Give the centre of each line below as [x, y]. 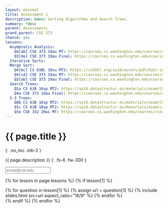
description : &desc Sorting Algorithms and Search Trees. [67, 19]
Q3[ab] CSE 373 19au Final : [43, 79]
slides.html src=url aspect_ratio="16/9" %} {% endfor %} [64, 196]
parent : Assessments [27, 28]
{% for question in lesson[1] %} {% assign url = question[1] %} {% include [81, 190]
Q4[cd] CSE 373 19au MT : [40, 75]
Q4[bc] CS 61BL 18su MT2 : [41, 70]
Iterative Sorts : [28, 61]
